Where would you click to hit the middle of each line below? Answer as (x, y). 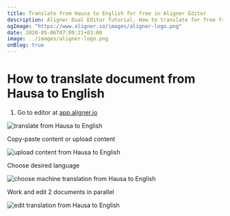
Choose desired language (43, 165)
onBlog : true (26, 45)
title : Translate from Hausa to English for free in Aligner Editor (107, 13)
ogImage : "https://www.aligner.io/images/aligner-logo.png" (95, 26)
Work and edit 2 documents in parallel (61, 191)
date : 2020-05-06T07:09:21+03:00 (55, 32)
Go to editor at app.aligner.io (57, 112)
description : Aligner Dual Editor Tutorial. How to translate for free (111, 20)
